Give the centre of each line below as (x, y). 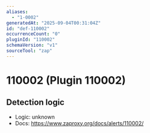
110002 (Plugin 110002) (66, 80)
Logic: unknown (35, 117)
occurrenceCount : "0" (33, 34)
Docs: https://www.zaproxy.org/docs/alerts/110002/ (79, 123)
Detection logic (36, 102)
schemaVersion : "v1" (32, 46)
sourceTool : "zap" (29, 51)
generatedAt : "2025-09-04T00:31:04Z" (54, 23)
